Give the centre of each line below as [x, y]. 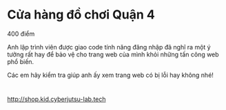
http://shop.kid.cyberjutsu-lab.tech [56, 99]
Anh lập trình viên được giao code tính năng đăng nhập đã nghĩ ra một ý [109, 47]
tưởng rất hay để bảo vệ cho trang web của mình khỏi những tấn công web [113, 54]
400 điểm [21, 34]
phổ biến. [21, 61]
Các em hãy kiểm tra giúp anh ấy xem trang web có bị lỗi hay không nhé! [110, 75]
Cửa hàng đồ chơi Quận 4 [81, 15]
